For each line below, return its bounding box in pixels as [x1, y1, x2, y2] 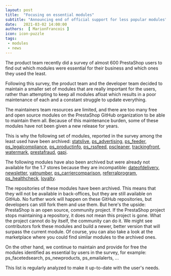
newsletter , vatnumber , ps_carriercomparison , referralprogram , [5, 170, 137, 176]
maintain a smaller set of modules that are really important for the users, [5, 85, 157, 92]
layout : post [5, 7, 33, 13]
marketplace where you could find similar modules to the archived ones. [5, 234, 157, 240]
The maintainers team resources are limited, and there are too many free [5, 106, 157, 112]
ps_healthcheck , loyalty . [5, 175, 56, 181]
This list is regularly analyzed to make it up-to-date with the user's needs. [5, 264, 160, 271]
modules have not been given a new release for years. [5, 123, 119, 129]
